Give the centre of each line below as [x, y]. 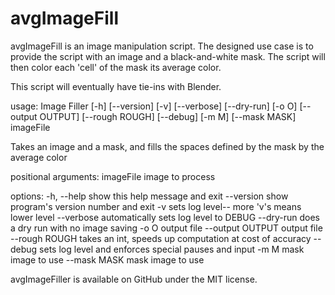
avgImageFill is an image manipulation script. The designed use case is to [162, 46]
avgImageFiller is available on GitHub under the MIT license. [134, 279]
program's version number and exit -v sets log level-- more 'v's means [156, 206]
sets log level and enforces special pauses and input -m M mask [172, 249]
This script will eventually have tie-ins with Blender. [116, 86]
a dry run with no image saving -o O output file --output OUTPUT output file [166, 228]
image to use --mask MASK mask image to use [107, 259]
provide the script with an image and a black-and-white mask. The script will [168, 56]
